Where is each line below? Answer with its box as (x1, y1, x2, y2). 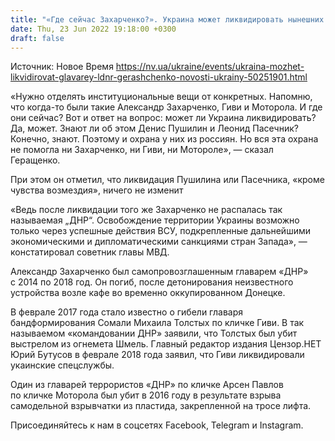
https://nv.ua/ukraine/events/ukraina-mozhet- (115, 61, 305, 73)
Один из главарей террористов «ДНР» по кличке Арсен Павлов (10, 379, 284, 391)
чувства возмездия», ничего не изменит (10, 184, 184, 196)
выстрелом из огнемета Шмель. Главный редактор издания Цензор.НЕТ (10, 338, 322, 350)
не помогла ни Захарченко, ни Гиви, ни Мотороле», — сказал (10, 144, 274, 156)
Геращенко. (10, 154, 61, 166)
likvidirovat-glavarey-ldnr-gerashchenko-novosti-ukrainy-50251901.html (10, 71, 308, 83)
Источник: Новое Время (10, 61, 114, 73)
